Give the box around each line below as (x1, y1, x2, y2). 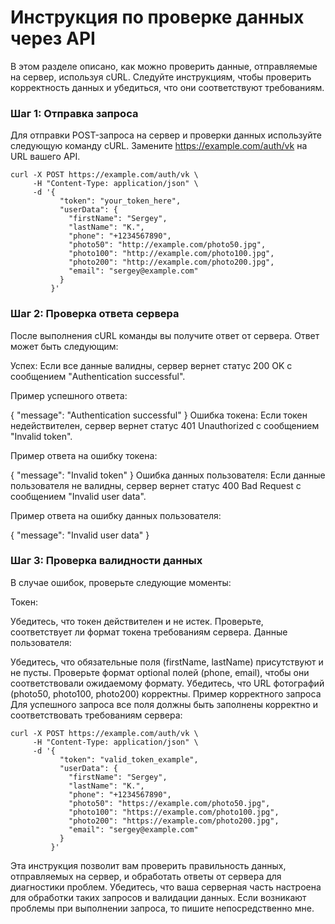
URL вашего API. (10, 151, 81, 163)
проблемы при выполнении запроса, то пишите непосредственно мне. (10, 902, 315, 914)
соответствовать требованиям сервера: (10, 709, 183, 721)
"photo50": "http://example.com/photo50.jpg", (68, 240, 267, 250)
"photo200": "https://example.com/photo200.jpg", (68, 816, 280, 826)
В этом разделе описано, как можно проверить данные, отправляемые (10, 60, 318, 72)
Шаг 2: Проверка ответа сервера (10, 307, 180, 321)
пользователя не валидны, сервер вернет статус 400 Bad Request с (10, 479, 302, 491)
